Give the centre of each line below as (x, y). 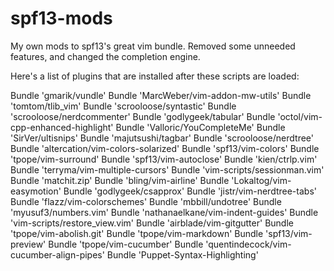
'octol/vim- (300, 116)
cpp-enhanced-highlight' (62, 127)
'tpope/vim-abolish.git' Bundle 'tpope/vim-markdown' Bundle (137, 233)
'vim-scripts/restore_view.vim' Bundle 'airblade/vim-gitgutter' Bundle (152, 223)
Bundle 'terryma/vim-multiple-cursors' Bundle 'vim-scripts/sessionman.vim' (167, 169)
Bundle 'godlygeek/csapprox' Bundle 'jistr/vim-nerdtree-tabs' (190, 191)
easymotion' (36, 191)
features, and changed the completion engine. (105, 56)
